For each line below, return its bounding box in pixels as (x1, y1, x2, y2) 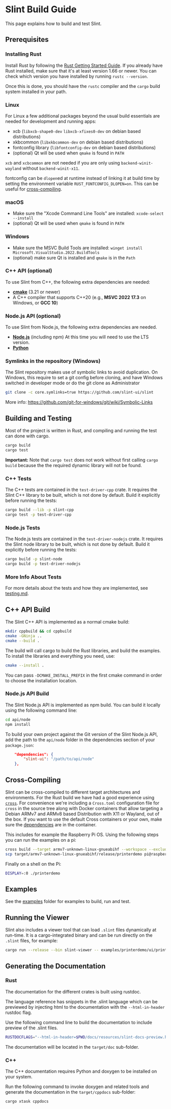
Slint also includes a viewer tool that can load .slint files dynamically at (5, 927, 157, 933)
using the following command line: (5, 707, 77, 713)
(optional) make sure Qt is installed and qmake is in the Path (12, 255, 136, 261)
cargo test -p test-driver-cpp (5, 512, 72, 517)
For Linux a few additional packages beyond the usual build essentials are (5, 112, 160, 119)
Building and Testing (5, 414, 72, 423)
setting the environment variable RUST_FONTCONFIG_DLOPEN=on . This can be (5, 180, 159, 187)
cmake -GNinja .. (5, 633, 42, 638)
